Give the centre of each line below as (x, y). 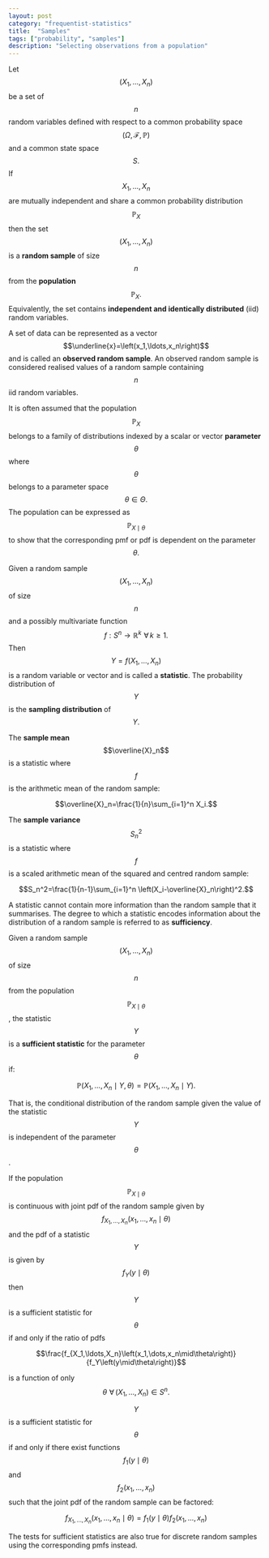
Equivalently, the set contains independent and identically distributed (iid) (134, 309)
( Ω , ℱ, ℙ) (136, 135)
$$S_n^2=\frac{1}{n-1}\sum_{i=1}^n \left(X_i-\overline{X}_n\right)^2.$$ (136, 890)
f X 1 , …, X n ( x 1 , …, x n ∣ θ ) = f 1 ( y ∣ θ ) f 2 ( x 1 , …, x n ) (136, 1519)
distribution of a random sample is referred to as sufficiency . (111, 922)
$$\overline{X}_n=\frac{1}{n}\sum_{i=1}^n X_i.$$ (136, 804)
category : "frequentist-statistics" (70, 24)
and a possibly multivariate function (68, 620)
